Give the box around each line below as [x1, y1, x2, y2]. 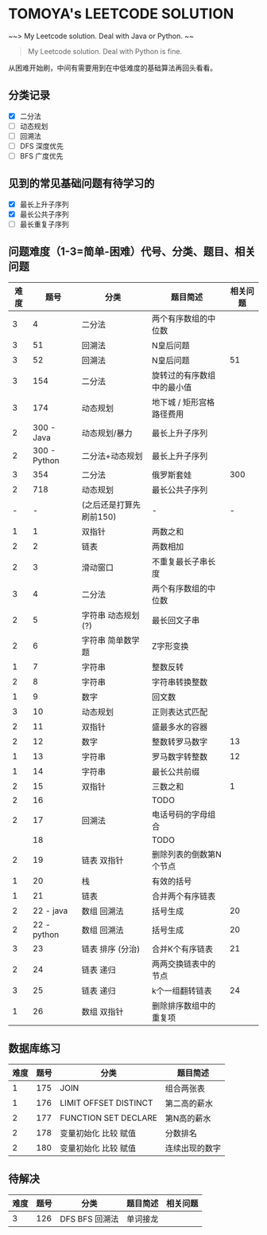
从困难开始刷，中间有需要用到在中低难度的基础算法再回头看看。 [8, 63, 217, 73]
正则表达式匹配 [152, 706, 208, 717]
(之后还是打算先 [81, 499, 141, 510]
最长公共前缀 [152, 766, 200, 777]
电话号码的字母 [152, 809, 208, 820]
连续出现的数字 [164, 1143, 221, 1154]
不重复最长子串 [152, 555, 208, 567]
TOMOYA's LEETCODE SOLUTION [8, 5, 234, 23]
